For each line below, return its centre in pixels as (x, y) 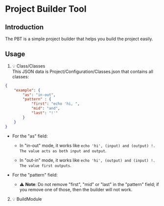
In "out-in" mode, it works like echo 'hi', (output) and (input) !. (87, 160)
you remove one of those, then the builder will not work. (76, 189)
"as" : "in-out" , (39, 95)
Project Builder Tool (46, 9)
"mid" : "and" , (46, 109)
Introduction (24, 27)
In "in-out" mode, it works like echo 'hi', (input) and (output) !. (87, 145)
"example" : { (27, 90)
